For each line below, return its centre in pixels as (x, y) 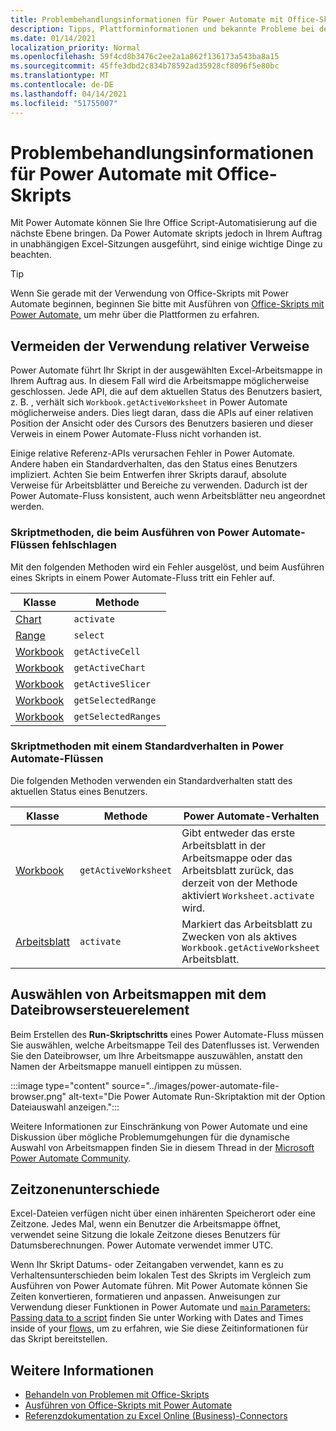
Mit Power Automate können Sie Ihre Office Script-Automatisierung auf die (164, 223)
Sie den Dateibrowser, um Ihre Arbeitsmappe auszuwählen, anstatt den (156, 1055)
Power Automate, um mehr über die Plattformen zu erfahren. (135, 315)
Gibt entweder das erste (238, 833)
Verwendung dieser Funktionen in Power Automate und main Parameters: (160, 1307)
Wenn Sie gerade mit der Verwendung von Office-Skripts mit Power (149, 293)
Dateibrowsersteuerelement (100, 1010)
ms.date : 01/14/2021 (53, 38)
